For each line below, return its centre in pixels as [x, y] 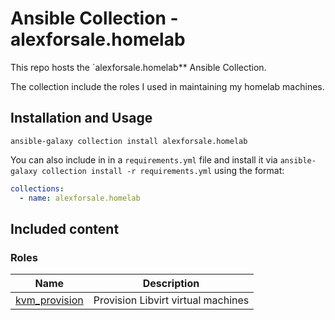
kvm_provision [49, 300]
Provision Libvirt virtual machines [171, 300]
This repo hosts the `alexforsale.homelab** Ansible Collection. [138, 67]
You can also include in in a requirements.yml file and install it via [144, 159]
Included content [65, 228]
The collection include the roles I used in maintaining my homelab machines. [167, 86]
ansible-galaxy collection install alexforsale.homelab [129, 141]
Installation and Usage [81, 118]
